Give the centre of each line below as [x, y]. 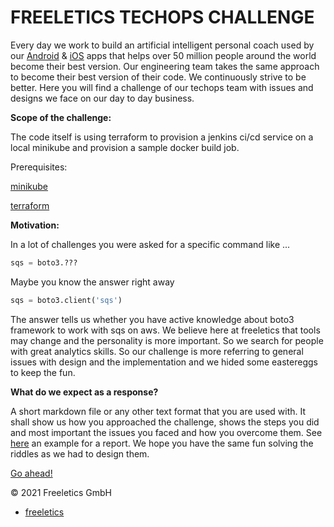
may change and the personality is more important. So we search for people [167, 340]
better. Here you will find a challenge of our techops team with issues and [162, 87]
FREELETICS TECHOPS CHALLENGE [162, 17]
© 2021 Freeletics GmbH [61, 492]
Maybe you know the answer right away [92, 282]
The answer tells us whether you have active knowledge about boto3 [152, 319]
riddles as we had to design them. [80, 453]
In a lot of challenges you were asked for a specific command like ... [150, 244]
